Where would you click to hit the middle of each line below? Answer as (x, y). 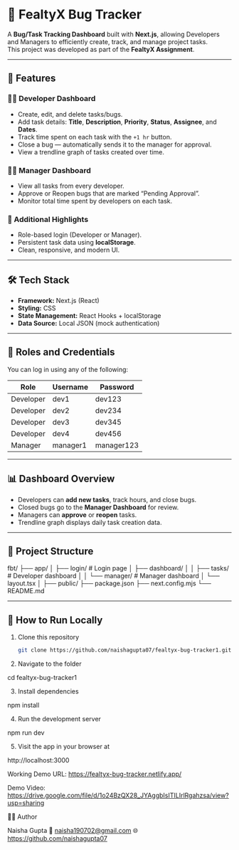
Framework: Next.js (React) (58, 301)
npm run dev (26, 733)
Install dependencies (48, 691)
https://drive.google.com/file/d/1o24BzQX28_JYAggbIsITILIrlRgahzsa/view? (118, 795)
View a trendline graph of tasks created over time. (91, 152)
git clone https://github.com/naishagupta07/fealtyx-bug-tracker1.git (124, 650)
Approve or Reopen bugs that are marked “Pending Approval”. (109, 193)
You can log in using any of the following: (68, 369)
